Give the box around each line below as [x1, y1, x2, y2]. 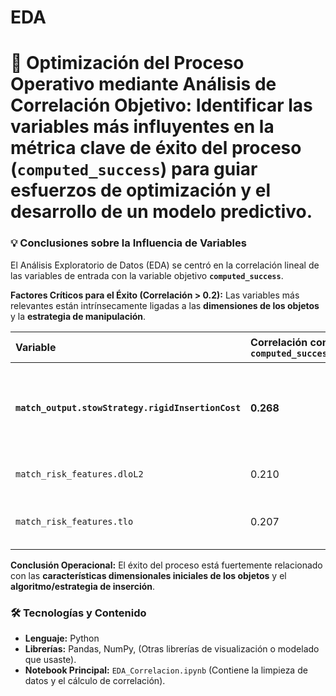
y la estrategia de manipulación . [10, 310, 147, 322]
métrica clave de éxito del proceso [10, 137, 302, 160]
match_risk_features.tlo [15, 516, 134, 527]
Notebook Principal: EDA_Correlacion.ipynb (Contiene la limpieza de [24, 664, 308, 676]
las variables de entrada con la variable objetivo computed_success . [10, 269, 284, 281]
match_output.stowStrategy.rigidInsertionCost [15, 402, 242, 413]
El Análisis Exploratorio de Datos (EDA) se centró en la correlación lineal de [10, 259, 320, 271]
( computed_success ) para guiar [10, 158, 258, 181]
